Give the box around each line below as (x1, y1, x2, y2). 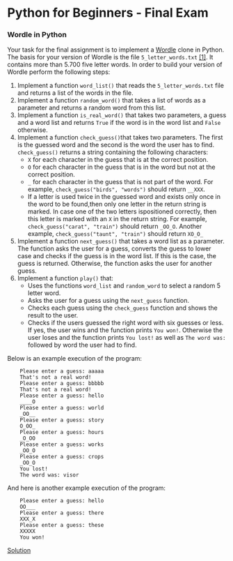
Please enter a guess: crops (19, 454, 104, 461)
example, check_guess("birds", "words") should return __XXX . (27, 185, 205, 193)
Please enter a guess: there (19, 509, 104, 517)
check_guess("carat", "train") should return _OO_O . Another (27, 222, 202, 231)
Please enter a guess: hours (19, 429, 104, 436)
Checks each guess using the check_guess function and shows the (27, 304, 218, 312)
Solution (7, 546, 31, 555)
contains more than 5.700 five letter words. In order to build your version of (7, 61, 223, 69)
